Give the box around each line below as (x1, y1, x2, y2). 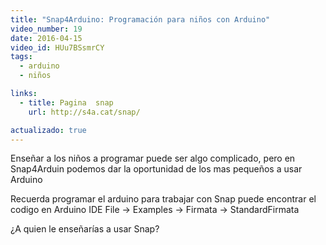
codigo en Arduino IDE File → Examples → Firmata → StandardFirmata (10, 204, 300, 216)
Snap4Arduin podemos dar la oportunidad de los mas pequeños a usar (10, 163, 303, 175)
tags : (10, 52, 33, 62)
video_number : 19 (10, 24, 83, 34)
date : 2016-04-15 (10, 33, 83, 43)
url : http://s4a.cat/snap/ (28, 107, 141, 117)
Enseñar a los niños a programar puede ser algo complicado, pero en (10, 152, 296, 165)
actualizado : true (10, 125, 87, 135)
